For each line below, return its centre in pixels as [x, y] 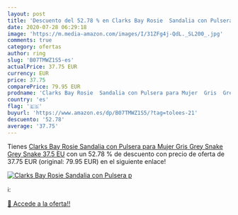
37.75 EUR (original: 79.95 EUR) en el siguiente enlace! [87, 161]
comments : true [30, 40]
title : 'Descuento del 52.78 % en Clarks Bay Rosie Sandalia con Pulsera [120, 21]
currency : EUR [28, 73]
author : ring [27, 54]
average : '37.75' [33, 126]
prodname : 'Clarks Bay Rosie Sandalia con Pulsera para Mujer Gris [112, 93]
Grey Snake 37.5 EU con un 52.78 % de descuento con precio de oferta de [116, 154]
